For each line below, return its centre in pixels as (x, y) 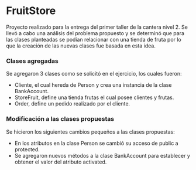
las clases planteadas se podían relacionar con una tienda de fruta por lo (94, 39)
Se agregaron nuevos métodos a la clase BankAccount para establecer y (102, 155)
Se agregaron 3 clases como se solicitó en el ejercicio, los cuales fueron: (94, 74)
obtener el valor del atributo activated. (61, 162)
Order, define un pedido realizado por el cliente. (72, 104)
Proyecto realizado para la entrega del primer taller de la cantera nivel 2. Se (97, 27)
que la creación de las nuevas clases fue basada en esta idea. (81, 46)
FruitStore (31, 11)
